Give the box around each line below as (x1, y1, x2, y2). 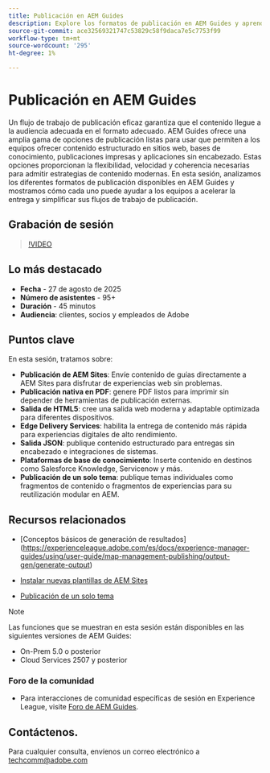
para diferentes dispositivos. (19, 412, 115, 423)
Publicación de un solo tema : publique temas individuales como (19, 473, 234, 482)
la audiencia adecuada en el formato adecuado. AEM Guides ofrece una (8, 126, 247, 135)
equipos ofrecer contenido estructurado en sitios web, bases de (8, 143, 221, 153)
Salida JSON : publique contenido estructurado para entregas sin (19, 438, 235, 448)
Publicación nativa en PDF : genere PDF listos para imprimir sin (19, 387, 229, 397)
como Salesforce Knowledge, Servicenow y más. (19, 464, 183, 473)
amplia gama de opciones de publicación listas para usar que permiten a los (8, 134, 260, 144)
